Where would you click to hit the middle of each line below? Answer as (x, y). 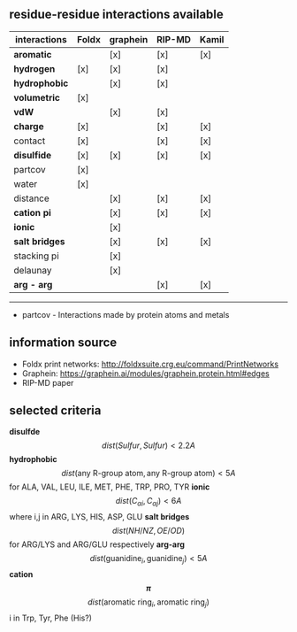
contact (30, 141)
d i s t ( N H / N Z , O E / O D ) (148, 531)
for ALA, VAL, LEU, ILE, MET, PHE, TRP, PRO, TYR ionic (110, 487)
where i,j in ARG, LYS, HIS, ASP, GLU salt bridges (99, 517)
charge (29, 126)
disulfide (33, 155)
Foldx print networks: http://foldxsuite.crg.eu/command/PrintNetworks (150, 364)
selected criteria (55, 411)
